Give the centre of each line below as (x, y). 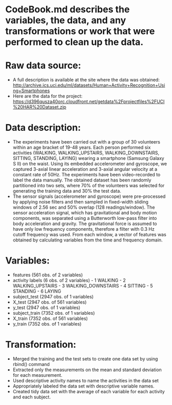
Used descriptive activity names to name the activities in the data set (86, 380)
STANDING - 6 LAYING (37, 291)
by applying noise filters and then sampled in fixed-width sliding (81, 202)
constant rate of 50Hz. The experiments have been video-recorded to (87, 175)
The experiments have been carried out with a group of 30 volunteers (87, 142)
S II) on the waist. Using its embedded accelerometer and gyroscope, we (90, 164)
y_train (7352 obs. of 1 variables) (47, 324)
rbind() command (31, 364)
